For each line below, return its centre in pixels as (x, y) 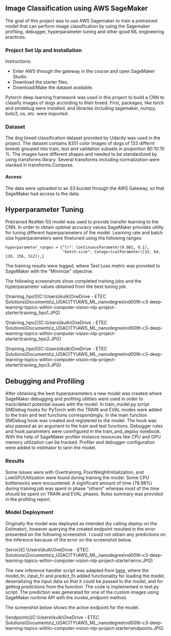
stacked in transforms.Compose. (40, 165)
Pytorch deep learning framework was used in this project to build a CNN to (85, 97)
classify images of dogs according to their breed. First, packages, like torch (85, 103)
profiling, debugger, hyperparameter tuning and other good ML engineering (85, 31)
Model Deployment (29, 512)
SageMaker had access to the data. (43, 193)
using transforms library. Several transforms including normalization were (82, 160)
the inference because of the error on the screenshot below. (69, 540)
